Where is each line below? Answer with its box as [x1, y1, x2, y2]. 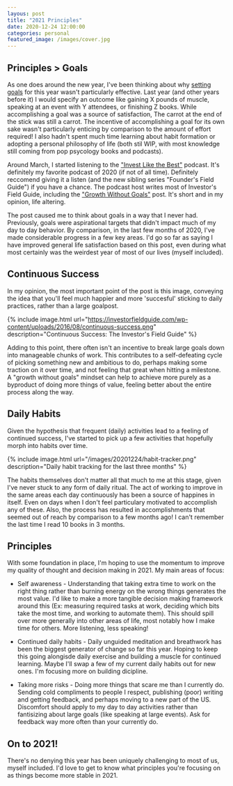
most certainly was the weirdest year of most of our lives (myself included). [7, 248, 224, 256]
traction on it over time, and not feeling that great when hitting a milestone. [7, 365, 221, 373]
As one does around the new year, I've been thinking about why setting [7, 80, 211, 88]
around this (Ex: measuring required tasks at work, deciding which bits [17, 602, 220, 610]
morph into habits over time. [7, 441, 88, 449]
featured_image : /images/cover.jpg [7, 36, 111, 43]
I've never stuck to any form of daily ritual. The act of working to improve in [7, 483, 223, 491]
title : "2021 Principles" [7, 17, 82, 24]
